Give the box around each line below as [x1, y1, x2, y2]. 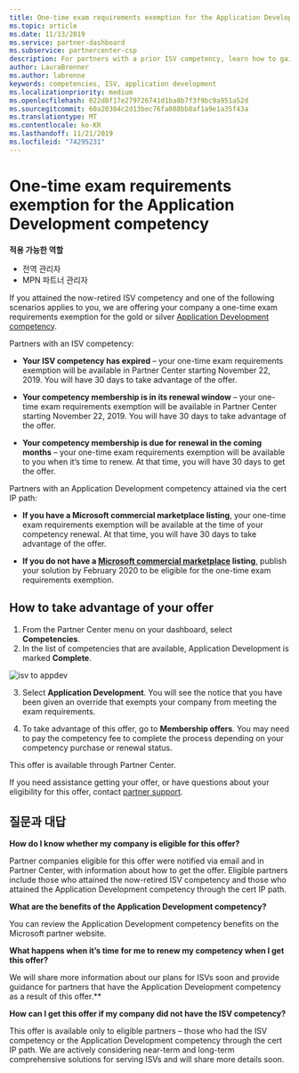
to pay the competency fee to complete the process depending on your [21, 732, 285, 743]
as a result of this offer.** [9, 991, 102, 1002]
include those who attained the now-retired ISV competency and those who [9, 875, 287, 886]
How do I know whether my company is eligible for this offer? [9, 838, 240, 849]
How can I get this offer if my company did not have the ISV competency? [9, 1009, 287, 1019]
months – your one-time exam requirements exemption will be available [21, 447, 286, 458]
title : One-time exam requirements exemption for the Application [9, 12, 261, 22]
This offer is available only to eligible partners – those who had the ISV [9, 1026, 268, 1036]
